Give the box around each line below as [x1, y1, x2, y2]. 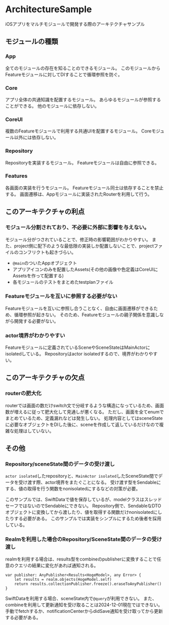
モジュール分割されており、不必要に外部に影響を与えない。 [5, 224, 150, 231]
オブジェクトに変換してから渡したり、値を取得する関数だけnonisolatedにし [5, 509, 162, 515]
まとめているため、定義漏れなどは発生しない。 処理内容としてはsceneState [5, 415, 163, 421]
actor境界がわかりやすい [5, 332, 65, 339]
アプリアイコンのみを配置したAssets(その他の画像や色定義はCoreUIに [12, 266, 158, 272]
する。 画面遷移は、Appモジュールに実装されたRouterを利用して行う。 [5, 191, 152, 197]
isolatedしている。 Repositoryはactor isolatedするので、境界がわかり [5, 351, 149, 357]
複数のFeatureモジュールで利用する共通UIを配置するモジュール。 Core [5, 128, 152, 134]
